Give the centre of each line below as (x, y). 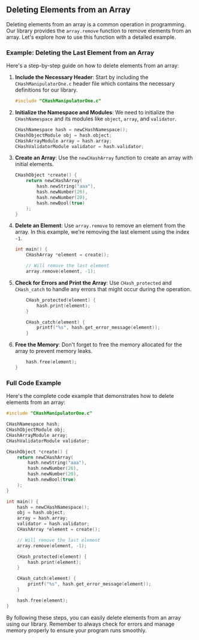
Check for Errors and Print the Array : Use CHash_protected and (93, 283)
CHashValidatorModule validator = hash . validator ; (79, 146)
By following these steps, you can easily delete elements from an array (94, 617)
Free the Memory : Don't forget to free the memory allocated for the (98, 345)
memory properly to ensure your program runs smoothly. (76, 630)
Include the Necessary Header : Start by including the (82, 77)
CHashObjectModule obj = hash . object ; (63, 135)
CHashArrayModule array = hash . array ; (63, 141)
